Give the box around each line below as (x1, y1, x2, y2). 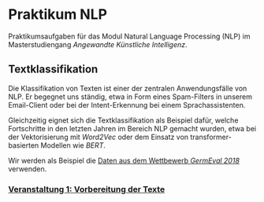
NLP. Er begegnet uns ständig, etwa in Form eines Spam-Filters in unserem (8, 92, 252, 101)
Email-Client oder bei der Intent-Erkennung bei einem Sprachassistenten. (8, 100, 246, 109)
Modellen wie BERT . (40, 140, 106, 150)
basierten (8, 140, 39, 150)
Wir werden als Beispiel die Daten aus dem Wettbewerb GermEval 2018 (8, 156, 240, 165)
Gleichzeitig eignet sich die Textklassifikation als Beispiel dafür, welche (8, 116, 239, 125)
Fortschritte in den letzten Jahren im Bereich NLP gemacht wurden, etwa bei (8, 123, 257, 133)
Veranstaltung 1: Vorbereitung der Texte (8, 183, 165, 194)
